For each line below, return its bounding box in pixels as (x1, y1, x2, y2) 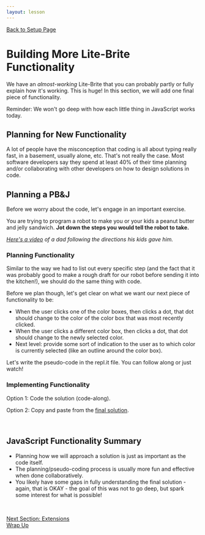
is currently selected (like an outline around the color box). (15, 347, 163, 355)
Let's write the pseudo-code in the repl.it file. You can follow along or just (6, 359, 192, 366)
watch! (6, 365, 24, 373)
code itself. (15, 459, 44, 466)
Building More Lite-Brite (6, 47, 130, 61)
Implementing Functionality (6, 380, 90, 389)
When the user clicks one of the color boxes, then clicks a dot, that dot (15, 308, 194, 315)
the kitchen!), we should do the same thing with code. (6, 278, 142, 285)
